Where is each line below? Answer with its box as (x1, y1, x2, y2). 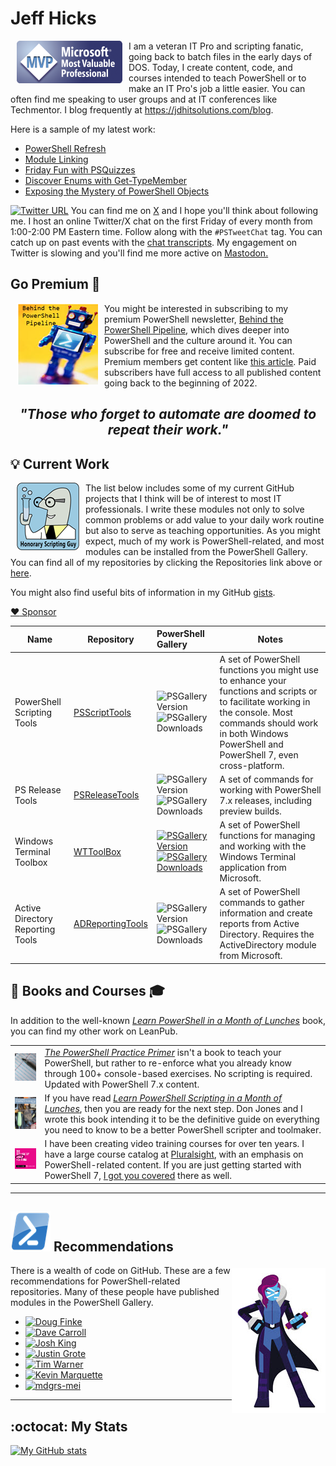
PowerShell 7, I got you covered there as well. (44, 1170, 233, 1182)
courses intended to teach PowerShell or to (128, 72, 307, 84)
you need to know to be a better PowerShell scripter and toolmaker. (44, 1123, 322, 1136)
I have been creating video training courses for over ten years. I (44, 1138, 305, 1150)
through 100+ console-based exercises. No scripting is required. (44, 1067, 313, 1079)
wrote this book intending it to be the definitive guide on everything (44, 1113, 320, 1125)
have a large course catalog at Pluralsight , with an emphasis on (44, 1148, 304, 1161)
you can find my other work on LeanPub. (10, 1025, 178, 1037)
